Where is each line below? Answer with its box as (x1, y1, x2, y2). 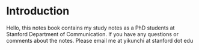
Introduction (6, 4, 70, 18)
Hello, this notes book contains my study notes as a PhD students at (6, 24, 175, 31)
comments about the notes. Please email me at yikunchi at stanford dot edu (6, 37, 194, 44)
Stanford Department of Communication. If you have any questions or (6, 30, 179, 37)
